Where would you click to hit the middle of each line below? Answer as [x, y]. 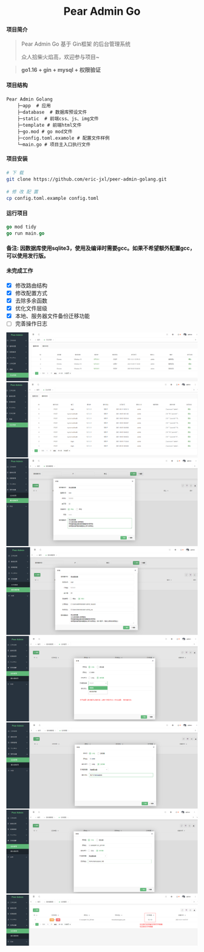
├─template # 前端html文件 [49, 125]
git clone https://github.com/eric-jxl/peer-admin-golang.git [87, 179]
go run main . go [25, 233]
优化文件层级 [31, 308]
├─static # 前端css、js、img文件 [58, 119]
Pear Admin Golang [29, 99]
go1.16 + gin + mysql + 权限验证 [61, 70]
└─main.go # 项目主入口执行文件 [54, 144]
